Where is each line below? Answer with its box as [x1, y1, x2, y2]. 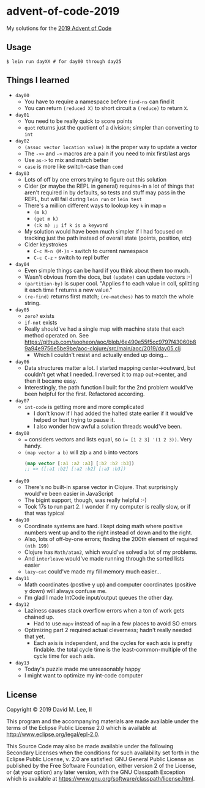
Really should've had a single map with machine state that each [24, 325, 185, 333]
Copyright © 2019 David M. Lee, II [6, 706, 92, 713]
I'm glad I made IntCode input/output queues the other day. [24, 594, 174, 602]
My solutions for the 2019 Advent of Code [6, 24, 112, 32]
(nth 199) [24, 543, 50, 550]
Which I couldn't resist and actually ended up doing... [33, 351, 168, 358]
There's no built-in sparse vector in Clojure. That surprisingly [24, 484, 179, 491]
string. [24, 299, 41, 306]
